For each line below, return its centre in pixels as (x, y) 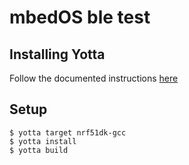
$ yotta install (43, 141)
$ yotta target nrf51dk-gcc (68, 132)
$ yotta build (39, 150)
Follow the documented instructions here (94, 78)
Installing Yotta (57, 54)
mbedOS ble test (80, 17)
